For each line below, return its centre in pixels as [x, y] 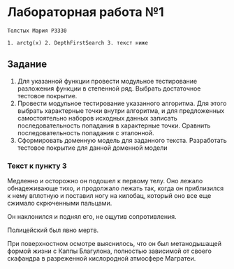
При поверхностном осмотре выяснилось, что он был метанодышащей [115, 244]
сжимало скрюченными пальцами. [60, 203]
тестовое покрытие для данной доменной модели [92, 148]
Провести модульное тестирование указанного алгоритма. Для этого [122, 103]
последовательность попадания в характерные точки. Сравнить [114, 125]
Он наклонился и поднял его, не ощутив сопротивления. [92, 217]
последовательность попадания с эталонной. [86, 132]
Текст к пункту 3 [37, 166]
